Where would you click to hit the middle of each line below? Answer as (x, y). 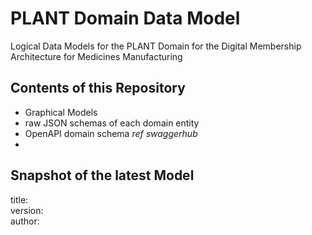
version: (27, 210)
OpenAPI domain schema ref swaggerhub (111, 133)
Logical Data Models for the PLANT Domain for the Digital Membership (156, 46)
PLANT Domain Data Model (125, 18)
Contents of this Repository (98, 88)
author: (25, 221)
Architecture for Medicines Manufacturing (96, 56)
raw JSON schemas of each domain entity (112, 123)
